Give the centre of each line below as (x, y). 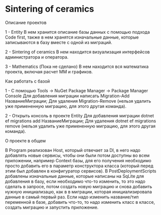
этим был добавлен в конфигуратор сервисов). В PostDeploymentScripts (81, 171)
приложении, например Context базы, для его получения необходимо (78, 160)
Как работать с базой (28, 81)
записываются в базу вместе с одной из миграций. (59, 42)
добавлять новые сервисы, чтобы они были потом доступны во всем (77, 155)
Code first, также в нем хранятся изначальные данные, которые (72, 37)
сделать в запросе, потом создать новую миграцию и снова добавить (79, 186)
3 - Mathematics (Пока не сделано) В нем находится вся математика (77, 66)
